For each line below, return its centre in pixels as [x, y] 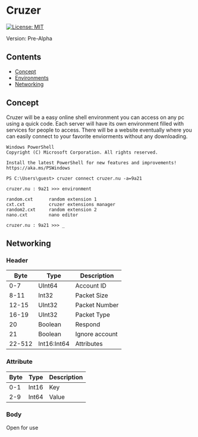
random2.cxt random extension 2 [51, 210]
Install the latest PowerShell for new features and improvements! [92, 163]
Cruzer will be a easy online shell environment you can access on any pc [95, 117]
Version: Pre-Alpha [29, 38]
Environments [32, 77]
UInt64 [48, 286]
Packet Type [93, 315]
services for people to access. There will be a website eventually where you [99, 130]
